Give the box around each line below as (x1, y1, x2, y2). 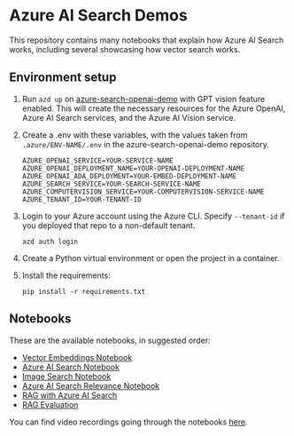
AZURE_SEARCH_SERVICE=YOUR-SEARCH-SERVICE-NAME (21, 179, 201, 188)
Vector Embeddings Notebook (21, 352, 133, 362)
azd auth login (21, 237, 79, 246)
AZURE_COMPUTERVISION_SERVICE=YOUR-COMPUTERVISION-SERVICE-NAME (21, 187, 265, 196)
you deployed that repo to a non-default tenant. (21, 219, 196, 231)
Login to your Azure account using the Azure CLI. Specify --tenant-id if (21, 210, 285, 221)
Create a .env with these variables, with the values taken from (21, 130, 248, 140)
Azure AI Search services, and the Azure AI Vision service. (21, 112, 236, 123)
